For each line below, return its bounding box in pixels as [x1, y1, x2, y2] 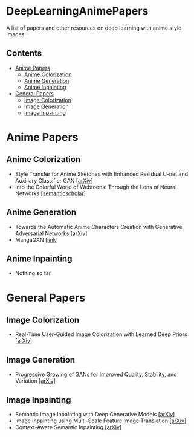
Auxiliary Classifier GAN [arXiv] [15, 176, 93, 184]
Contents [6, 48, 42, 59]
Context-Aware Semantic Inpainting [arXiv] [15, 424, 122, 430]
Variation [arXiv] [15, 377, 56, 384]
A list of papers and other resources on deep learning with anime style [6, 24, 182, 31]
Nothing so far [15, 270, 51, 277]
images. [6, 30, 26, 37]
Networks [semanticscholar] [15, 189, 86, 197]
